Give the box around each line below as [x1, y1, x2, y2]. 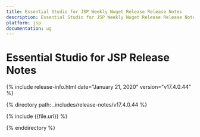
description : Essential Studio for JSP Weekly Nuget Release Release [6, 14, 183, 20]
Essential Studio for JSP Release [6, 51, 170, 64]
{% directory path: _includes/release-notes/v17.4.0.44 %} [6, 101, 148, 108]
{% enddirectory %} [6, 124, 55, 132]
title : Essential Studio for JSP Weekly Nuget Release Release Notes [6, 8, 183, 15]
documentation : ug [6, 25, 52, 32]
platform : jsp [6, 20, 42, 26]
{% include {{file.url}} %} [6, 113, 68, 120]
